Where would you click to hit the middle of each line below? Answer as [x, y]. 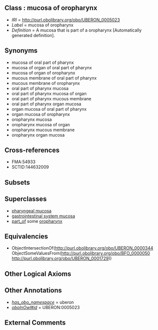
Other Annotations [33, 290]
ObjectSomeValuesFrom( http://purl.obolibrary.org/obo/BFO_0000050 [81, 253]
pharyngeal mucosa [32, 211]
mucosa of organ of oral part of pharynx [52, 67]
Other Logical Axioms [38, 274]
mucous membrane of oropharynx [46, 83]
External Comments [35, 323]
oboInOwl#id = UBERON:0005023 [46, 307]
